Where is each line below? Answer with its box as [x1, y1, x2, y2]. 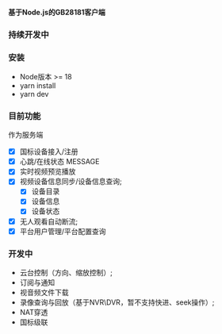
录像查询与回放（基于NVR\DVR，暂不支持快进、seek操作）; [19, 298, 215, 307]
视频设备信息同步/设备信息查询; [19, 177, 123, 186]
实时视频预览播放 [19, 167, 76, 176]
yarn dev [19, 89, 49, 98]
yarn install [19, 80, 56, 90]
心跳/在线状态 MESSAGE [19, 157, 100, 167]
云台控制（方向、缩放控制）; [19, 267, 113, 277]
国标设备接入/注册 [19, 147, 78, 156]
